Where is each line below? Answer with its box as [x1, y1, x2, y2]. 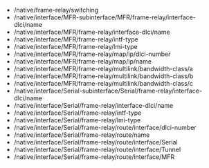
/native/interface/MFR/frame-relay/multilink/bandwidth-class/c [13, 80, 194, 87]
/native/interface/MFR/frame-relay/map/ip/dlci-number [13, 50, 171, 58]
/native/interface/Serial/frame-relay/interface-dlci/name [13, 102, 174, 109]
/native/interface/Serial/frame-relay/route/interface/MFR [13, 153, 175, 161]
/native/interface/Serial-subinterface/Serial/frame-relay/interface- [13, 86, 203, 95]
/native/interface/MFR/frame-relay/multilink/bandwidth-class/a [13, 65, 194, 73]
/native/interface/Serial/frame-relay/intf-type [13, 109, 142, 117]
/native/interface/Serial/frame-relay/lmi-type [13, 116, 141, 124]
